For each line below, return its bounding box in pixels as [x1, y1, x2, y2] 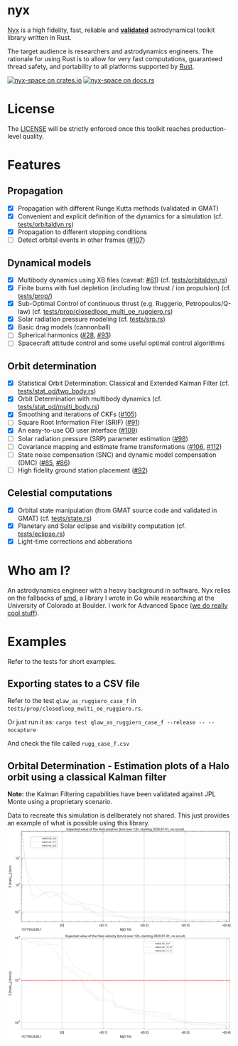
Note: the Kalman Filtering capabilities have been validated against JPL [7, 790, 216, 798]
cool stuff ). [7, 608, 40, 617]
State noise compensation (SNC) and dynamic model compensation [17, 450, 217, 459]
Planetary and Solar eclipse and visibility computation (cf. [17, 522, 186, 530]
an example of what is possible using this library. [7, 819, 150, 828]
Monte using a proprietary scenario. [7, 798, 112, 806]
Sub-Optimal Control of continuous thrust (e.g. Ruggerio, [17, 300, 185, 308]
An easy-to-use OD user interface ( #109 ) [17, 426, 138, 435]
